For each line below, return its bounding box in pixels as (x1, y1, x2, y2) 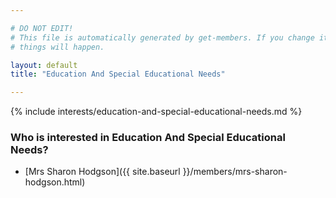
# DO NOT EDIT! (10, 23, 74, 33)
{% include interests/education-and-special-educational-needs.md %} (10, 106, 303, 118)
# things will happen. (10, 42, 105, 52)
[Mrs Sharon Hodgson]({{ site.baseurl (24, 166, 181, 178)
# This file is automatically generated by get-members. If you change (10, 32, 315, 43)
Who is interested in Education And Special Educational (10, 131, 286, 145)
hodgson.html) (24, 176, 86, 188)
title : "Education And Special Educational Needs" (10, 69, 226, 80)
